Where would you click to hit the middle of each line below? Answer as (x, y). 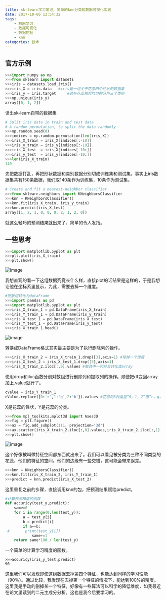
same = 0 (21, 508)
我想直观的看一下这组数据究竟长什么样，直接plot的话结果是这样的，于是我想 (83, 280)
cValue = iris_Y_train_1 (31, 392)
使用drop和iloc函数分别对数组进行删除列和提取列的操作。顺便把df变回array (82, 376)
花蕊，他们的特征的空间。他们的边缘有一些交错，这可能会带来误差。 (74, 460)
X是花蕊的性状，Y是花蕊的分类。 (39, 407)
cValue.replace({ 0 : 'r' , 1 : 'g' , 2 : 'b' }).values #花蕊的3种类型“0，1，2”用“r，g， (84, 397)
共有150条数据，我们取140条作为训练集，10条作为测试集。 (73, 180)
